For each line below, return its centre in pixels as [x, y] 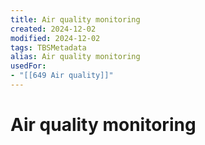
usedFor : [28, 66]
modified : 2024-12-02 [55, 38]
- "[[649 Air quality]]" [62, 76]
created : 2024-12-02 [53, 29]
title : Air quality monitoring [75, 19]
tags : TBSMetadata [48, 47]
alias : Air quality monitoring [75, 57]
